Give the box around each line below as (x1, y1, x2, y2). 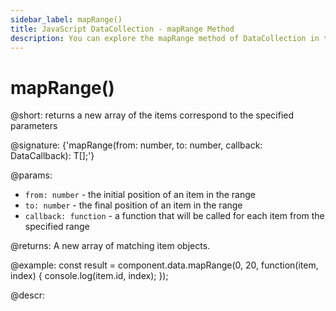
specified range (24, 221, 90, 233)
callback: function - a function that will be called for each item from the (24, 210, 325, 222)
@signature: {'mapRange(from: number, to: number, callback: (10, 139, 263, 151)
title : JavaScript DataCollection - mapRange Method (10, 24, 235, 34)
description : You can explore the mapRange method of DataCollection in (10, 33, 320, 43)
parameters (10, 120, 58, 132)
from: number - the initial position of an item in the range (24, 189, 256, 201)
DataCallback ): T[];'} (10, 150, 95, 162)
